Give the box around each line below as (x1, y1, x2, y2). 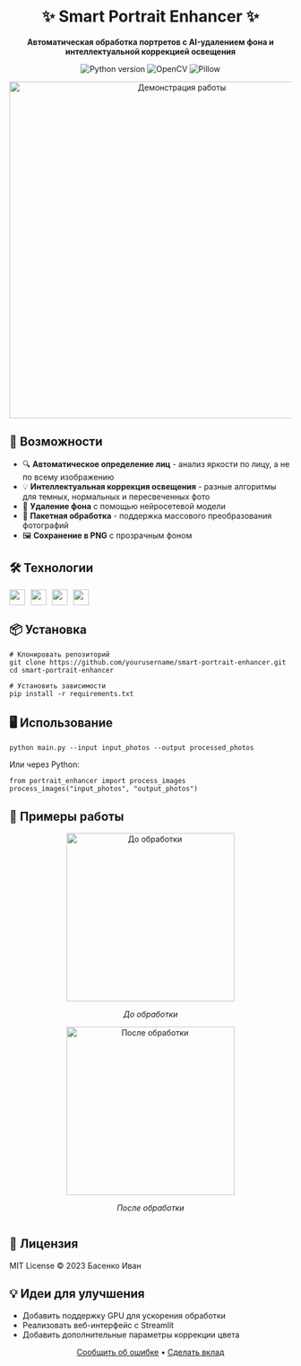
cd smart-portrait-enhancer (9, 666, 115, 675)
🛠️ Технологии (9, 560, 94, 576)
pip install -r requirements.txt (9, 690, 134, 699)
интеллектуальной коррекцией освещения (65, 46, 236, 57)
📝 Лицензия (9, 1237, 79, 1252)
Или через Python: (9, 759, 81, 770)
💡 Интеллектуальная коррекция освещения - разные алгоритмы (21, 480, 277, 491)
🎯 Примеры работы (9, 808, 125, 824)
